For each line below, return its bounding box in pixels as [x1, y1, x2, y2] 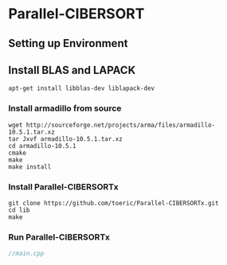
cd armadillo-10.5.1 [8, 142, 77, 150]
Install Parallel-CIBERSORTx [8, 181, 119, 192]
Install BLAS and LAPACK [8, 63, 136, 76]
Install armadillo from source [8, 103, 122, 114]
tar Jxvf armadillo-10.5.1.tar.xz [8, 134, 123, 143]
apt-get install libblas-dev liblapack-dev [8, 84, 155, 92]
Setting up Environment [8, 37, 128, 50]
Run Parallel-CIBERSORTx [8, 232, 110, 243]
